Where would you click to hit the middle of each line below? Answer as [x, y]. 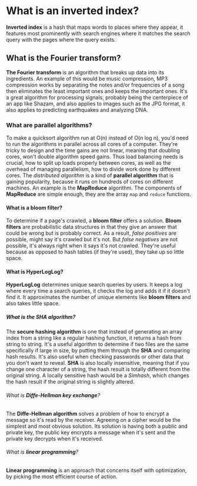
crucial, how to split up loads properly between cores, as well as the [89, 163]
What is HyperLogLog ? [35, 271]
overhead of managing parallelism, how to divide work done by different [94, 169]
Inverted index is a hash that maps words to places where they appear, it [95, 27]
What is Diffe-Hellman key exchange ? [53, 395]
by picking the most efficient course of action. [62, 476]
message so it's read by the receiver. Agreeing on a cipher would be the [93, 420]
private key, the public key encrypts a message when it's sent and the [91, 432]
